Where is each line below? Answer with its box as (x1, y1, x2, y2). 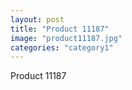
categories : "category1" (10, 42, 114, 53)
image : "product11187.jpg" (10, 33, 123, 43)
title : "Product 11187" (10, 24, 110, 34)
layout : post (10, 14, 65, 25)
